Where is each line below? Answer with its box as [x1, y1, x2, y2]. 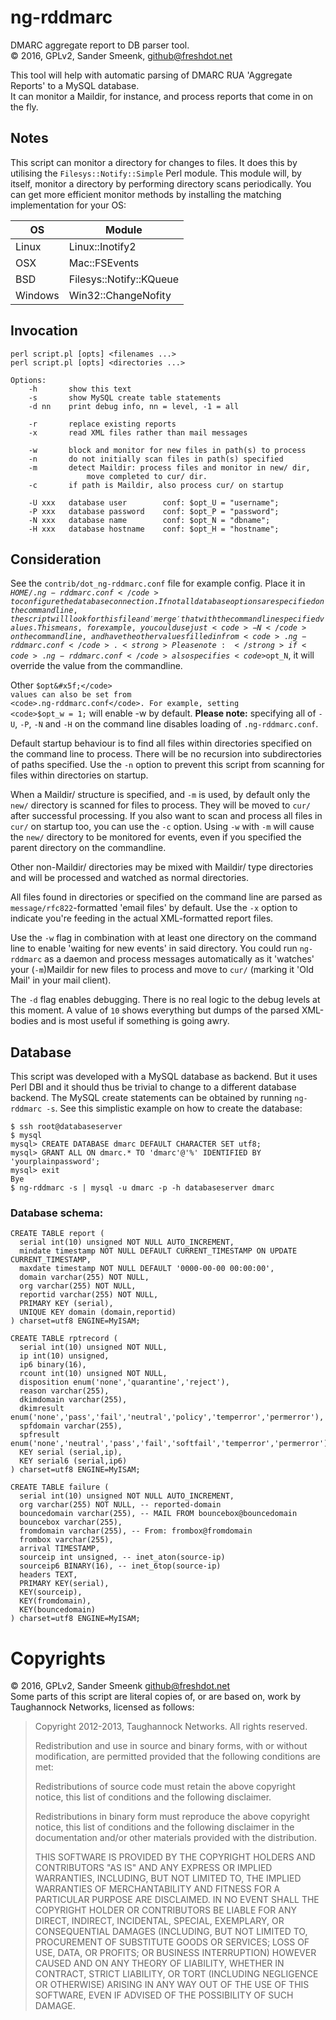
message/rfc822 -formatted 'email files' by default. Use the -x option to [10, 902, 298, 914]
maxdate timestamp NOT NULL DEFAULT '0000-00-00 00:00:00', [19, 1264, 275, 1274]
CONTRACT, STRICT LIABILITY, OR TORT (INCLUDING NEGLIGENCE [34, 1968, 319, 1980]
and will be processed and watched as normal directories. [10, 872, 250, 884]
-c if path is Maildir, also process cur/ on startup [28, 480, 284, 490]
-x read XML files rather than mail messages [28, 427, 248, 438]
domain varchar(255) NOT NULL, [19, 1272, 150, 1283]
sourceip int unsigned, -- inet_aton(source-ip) [19, 1552, 226, 1563]
